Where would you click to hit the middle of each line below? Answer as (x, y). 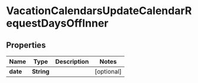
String (40, 72)
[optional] (108, 72)
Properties (26, 45)
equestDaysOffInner (57, 23)
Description (72, 62)
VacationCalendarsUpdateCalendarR (99, 11)
